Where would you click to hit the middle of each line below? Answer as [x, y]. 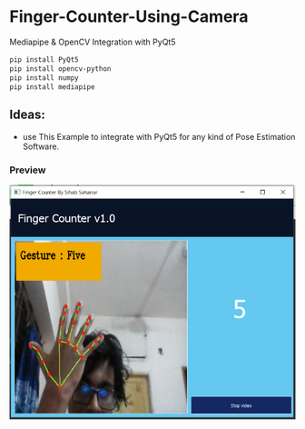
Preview [28, 170]
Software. [41, 146]
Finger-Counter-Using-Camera [129, 17]
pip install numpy [44, 78]
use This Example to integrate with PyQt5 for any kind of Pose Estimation [159, 136]
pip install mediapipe [52, 87]
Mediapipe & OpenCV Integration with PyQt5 [93, 42]
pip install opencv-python [60, 69]
